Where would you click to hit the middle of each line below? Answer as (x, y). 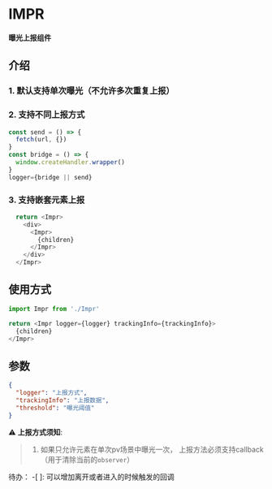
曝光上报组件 (30, 37)
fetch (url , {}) (41, 140)
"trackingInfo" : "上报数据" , (63, 400)
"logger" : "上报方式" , (52, 393)
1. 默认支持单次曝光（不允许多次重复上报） (91, 91)
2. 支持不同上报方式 (47, 115)
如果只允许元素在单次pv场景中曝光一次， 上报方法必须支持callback (152, 449)
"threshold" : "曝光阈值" (55, 408)
